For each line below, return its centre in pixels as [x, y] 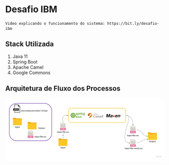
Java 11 [20, 56]
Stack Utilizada [30, 44]
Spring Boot [25, 61]
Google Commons [31, 73]
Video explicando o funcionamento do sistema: [55, 23]
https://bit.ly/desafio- [133, 23]
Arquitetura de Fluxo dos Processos [63, 89]
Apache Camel [28, 67]
